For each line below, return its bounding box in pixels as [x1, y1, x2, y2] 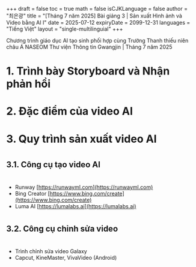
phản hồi [6, 77, 51, 91]
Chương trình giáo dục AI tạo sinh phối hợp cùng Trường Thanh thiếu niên [6, 37, 189, 44]
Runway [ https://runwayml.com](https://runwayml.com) [14, 183, 153, 191]
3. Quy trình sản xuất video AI [6, 132, 158, 146]
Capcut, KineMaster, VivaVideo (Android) [14, 254, 117, 262]
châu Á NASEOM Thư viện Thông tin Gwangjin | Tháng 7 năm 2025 [6, 43, 173, 50]
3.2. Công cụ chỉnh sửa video [6, 224, 118, 234]
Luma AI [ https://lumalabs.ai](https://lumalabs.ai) [14, 202, 136, 209]
